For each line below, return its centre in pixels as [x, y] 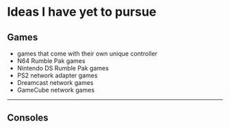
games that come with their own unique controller [87, 53]
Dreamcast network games [55, 82]
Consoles [28, 118]
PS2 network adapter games [57, 75]
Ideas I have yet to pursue [82, 12]
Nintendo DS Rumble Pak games [63, 68]
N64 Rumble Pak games [51, 61]
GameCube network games [55, 90]
